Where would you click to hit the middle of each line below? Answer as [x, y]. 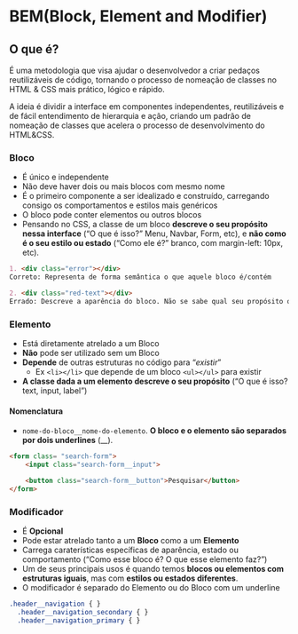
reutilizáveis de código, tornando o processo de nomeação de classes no [143, 80]
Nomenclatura [36, 411]
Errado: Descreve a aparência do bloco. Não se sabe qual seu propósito [146, 301]
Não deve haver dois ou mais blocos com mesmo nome [123, 186]
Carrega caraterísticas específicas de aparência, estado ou [130, 550]
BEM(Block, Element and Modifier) [138, 16]
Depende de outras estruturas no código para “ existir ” [122, 362]
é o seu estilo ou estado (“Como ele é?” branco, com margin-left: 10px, [153, 243]
